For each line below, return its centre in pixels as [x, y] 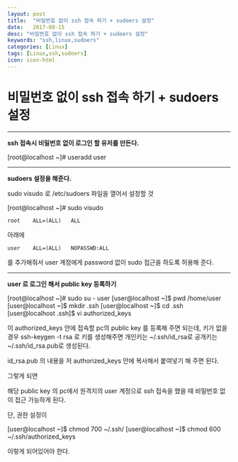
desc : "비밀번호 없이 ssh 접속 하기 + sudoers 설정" [78, 34]
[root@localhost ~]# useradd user [57, 157]
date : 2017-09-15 [36, 27]
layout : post [27, 14]
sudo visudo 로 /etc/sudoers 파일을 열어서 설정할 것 [80, 193]
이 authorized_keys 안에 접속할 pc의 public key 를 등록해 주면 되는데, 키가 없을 [118, 328]
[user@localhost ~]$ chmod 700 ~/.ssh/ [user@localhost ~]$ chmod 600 [114, 429]
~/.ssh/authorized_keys [41, 436]
